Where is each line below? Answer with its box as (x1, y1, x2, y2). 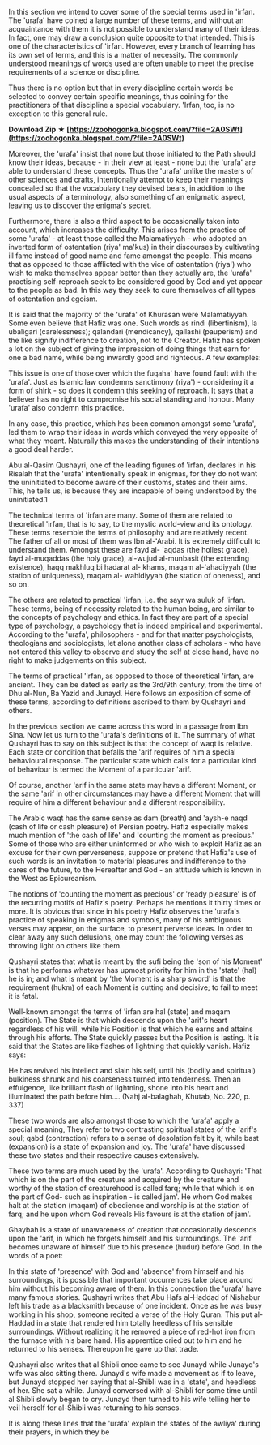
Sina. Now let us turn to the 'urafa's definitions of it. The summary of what (8, 730, 256, 739)
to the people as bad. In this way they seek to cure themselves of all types (8, 286, 256, 295)
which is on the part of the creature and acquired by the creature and (8, 1175, 239, 1184)
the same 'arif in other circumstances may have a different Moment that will (8, 789, 260, 798)
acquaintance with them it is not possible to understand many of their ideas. (8, 24, 261, 33)
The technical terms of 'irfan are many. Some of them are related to (8, 510, 233, 520)
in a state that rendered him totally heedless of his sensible (36, 1318, 233, 1327)
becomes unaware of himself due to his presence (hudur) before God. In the (8, 1242, 263, 1252)
